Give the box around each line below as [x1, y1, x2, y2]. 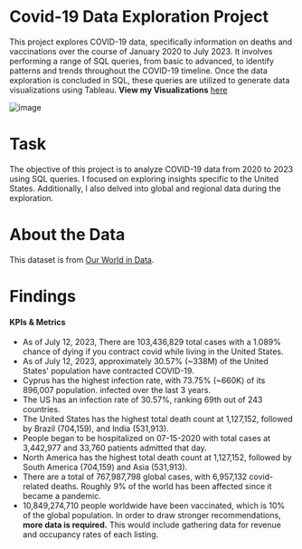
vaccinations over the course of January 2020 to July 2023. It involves [9, 45, 273, 56]
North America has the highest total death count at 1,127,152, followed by [22, 452, 292, 463]
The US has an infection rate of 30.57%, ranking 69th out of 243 [22, 394, 263, 405]
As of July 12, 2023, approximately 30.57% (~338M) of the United [22, 356, 269, 367]
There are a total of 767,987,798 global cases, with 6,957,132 [22, 471, 248, 482]
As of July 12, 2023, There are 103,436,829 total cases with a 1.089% [22, 337, 282, 348]
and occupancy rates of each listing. [22, 529, 159, 540]
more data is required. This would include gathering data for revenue [22, 519, 282, 531]
